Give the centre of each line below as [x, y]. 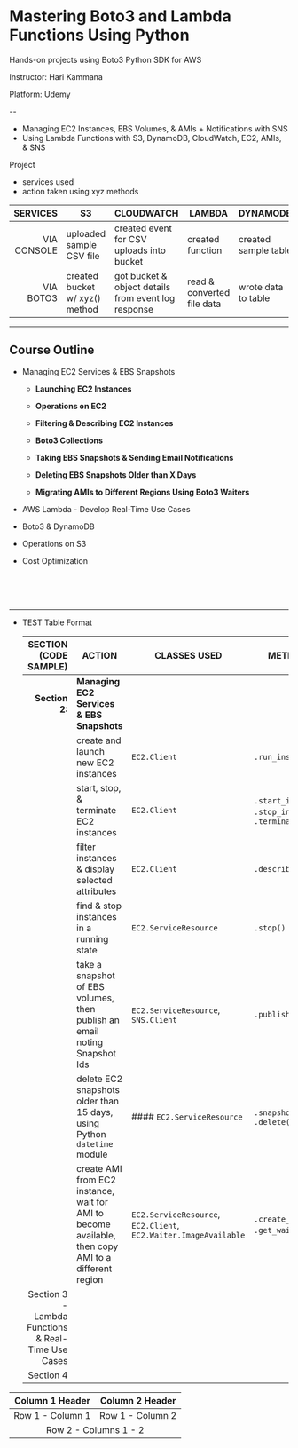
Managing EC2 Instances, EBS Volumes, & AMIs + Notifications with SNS [155, 128]
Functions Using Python [99, 35]
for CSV [131, 239]
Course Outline [52, 350]
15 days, [95, 1112]
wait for [92, 1202]
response [133, 309]
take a [89, 964]
